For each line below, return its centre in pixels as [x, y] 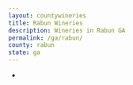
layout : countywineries [47, 15]
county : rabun [32, 45]
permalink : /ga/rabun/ [46, 38]
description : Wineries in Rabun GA [67, 30]
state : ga [25, 52]
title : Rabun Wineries [46, 23]
